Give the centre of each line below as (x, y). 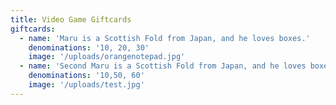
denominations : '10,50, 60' (86, 76)
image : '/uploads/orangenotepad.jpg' (107, 57)
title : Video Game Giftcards (71, 19)
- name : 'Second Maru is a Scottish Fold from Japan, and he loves (163, 66)
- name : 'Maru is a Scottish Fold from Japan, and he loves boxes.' (165, 38)
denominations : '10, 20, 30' (89, 47)
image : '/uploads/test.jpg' (86, 85)
